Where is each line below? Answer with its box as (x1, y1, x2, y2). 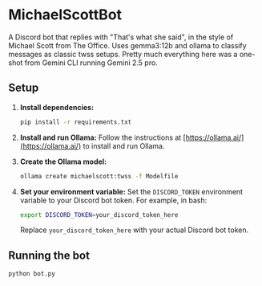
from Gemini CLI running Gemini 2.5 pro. (24, 58, 158, 67)
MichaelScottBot (8, 6, 123, 24)
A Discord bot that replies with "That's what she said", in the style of (8, 32, 234, 42)
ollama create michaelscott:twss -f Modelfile (19, 172, 179, 180)
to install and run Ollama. (83, 141, 165, 150)
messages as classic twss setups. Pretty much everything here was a (8, 49, 238, 59)
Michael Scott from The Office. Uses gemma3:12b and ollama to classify (8, 40, 247, 50)
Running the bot (8, 248, 91, 262)
